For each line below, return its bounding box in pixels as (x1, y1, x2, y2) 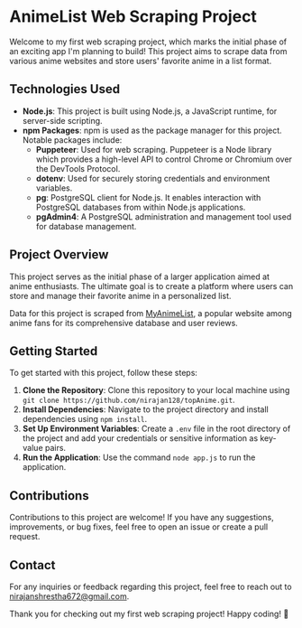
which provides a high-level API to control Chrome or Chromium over (35, 154, 293, 164)
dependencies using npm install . (22, 414, 148, 425)
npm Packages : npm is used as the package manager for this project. (22, 125, 282, 136)
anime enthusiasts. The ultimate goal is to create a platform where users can (9, 280, 294, 291)
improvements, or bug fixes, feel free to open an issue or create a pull (9, 521, 269, 532)
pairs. (44, 443, 66, 454)
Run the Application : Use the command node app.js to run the (22, 452, 256, 463)
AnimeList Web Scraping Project (9, 6, 257, 27)
